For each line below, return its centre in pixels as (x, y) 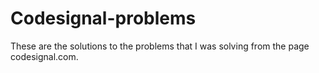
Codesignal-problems (103, 18)
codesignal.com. (44, 56)
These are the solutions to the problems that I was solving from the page (160, 46)
